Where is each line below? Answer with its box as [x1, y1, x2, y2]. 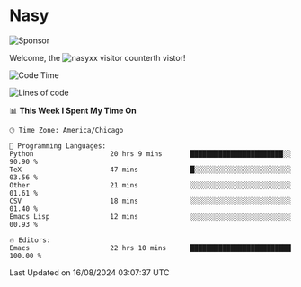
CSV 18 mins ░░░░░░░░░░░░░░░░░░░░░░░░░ [9, 196, 292, 205]
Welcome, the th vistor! [9, 52, 186, 63]
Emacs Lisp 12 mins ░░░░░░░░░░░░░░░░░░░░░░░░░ [9, 212, 292, 221]
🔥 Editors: [9, 235, 51, 245]
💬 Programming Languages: [9, 141, 106, 151]
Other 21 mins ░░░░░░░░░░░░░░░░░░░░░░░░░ [9, 180, 292, 189]
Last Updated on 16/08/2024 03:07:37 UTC [9, 266, 170, 278]
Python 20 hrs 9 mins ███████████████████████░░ [9, 149, 292, 158]
